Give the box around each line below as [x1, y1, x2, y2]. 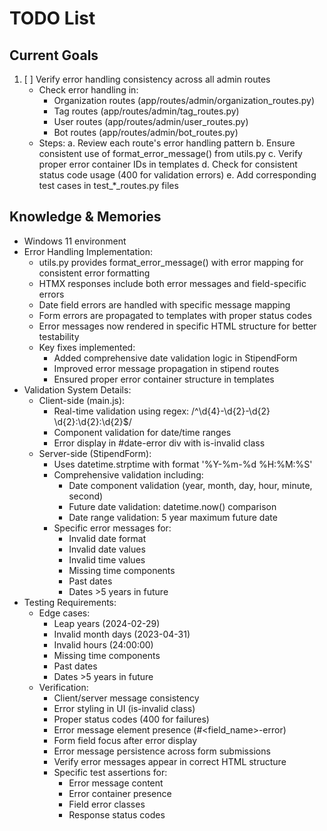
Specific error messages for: [53, 522, 172, 534]
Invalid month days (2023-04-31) [53, 628, 191, 640]
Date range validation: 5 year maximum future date [68, 511, 278, 523]
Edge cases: [38, 607, 91, 619]
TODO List [9, 7, 96, 30]
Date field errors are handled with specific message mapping [38, 298, 291, 311]
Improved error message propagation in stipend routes [53, 362, 280, 374]
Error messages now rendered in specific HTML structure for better [38, 320, 317, 332]
